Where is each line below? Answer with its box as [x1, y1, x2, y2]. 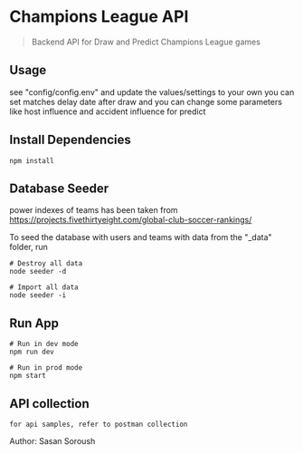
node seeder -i [9, 291, 67, 300]
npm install [9, 156, 54, 165]
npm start [9, 372, 47, 381]
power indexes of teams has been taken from [9, 205, 178, 216]
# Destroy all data [9, 259, 83, 268]
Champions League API [9, 6, 189, 27]
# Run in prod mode [9, 363, 83, 372]
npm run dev [9, 347, 54, 357]
